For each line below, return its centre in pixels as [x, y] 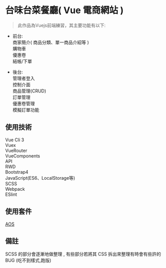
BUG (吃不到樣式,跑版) [28, 260]
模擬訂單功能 [26, 110]
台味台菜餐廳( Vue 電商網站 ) [65, 10]
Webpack [15, 189]
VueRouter [16, 150]
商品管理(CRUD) [29, 91]
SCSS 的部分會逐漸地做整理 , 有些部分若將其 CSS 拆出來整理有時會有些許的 [83, 254]
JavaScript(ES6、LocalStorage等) [40, 178]
